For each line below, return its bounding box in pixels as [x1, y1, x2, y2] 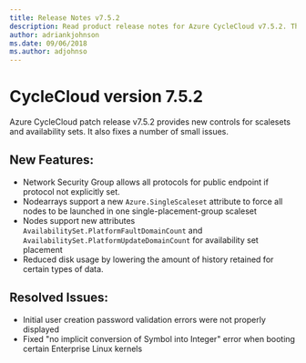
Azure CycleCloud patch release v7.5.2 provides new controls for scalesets [9, 116, 291, 127]
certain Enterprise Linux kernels [22, 343, 143, 354]
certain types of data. [22, 263, 104, 274]
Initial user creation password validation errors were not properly [22, 314, 267, 325]
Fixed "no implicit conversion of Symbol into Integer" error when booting [22, 333, 296, 344]
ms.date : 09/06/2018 [9, 38, 88, 48]
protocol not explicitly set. [22, 186, 120, 197]
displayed [22, 324, 60, 335]
